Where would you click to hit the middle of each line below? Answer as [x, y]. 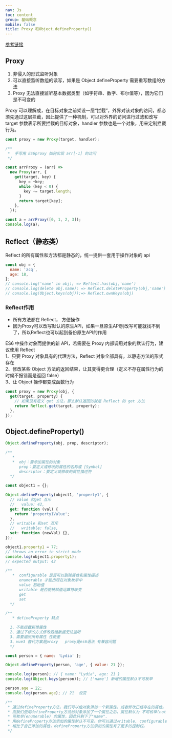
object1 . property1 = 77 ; [32, 547]
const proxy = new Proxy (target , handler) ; [52, 139]
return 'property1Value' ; [42, 514]
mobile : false [20, 24]
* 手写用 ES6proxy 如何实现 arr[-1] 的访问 [52, 153]
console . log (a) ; [23, 225]
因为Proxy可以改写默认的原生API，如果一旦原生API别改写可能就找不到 [87, 326]
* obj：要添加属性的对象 [36, 462]
